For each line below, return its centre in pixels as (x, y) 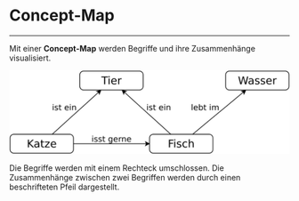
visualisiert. (30, 58)
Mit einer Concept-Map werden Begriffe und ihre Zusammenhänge (133, 48)
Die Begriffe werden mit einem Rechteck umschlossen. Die (117, 168)
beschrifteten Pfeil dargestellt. (65, 187)
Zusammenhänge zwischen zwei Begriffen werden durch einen (125, 178)
